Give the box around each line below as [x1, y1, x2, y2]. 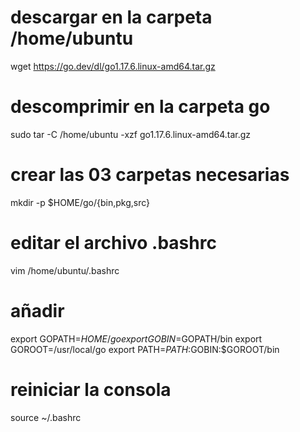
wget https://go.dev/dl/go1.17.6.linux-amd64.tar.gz [10, 60, 216, 72]
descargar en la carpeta [10, 6, 213, 29]
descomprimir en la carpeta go [10, 96, 271, 118]
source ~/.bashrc [10, 411, 82, 423]
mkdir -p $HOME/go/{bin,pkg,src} [10, 196, 151, 208]
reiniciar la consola [10, 378, 172, 401]
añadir [10, 299, 65, 322]
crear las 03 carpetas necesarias [10, 164, 290, 186]
